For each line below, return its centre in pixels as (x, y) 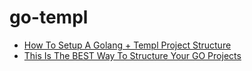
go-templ (49, 17)
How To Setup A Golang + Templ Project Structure (127, 45)
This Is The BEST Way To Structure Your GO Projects (132, 55)
